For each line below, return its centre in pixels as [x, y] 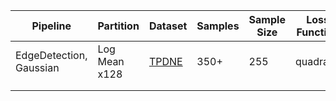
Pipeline [51, 26]
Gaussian [37, 67]
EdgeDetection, [51, 55]
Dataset [168, 26]
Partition [118, 26]
